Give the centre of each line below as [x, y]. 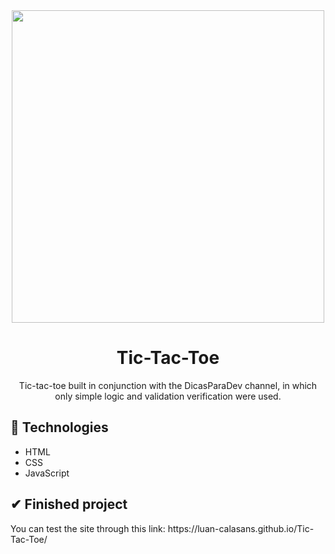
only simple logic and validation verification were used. [168, 396]
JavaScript [47, 473]
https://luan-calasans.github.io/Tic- [241, 528]
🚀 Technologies [59, 427]
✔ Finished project [69, 504]
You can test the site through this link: [88, 528]
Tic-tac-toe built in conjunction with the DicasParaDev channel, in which [168, 385]
